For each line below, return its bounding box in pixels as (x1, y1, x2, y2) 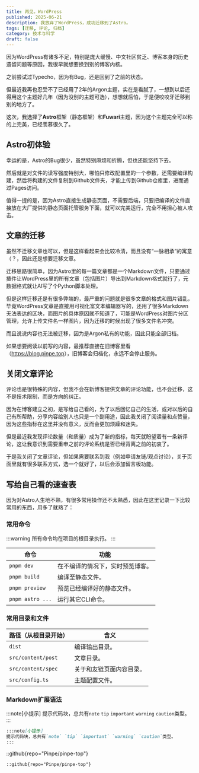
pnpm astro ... (9, 596, 52, 602)
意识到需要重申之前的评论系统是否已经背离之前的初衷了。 (31, 440, 172, 448)
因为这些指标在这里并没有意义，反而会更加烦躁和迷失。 (6, 421, 141, 428)
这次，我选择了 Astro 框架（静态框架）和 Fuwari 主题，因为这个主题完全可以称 (6, 113, 193, 120)
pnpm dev (9, 562, 34, 569)
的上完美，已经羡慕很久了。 (6, 121, 74, 128)
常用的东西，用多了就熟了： (6, 504, 74, 511)
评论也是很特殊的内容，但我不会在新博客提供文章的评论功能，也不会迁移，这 (6, 386, 193, 393)
